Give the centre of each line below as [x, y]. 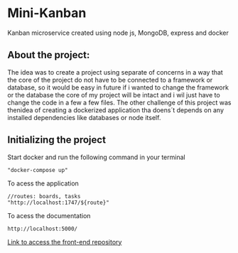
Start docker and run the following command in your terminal [97, 157]
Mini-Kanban [47, 13]
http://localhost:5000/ [43, 229]
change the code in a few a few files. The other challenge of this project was [119, 102]
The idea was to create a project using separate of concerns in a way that [115, 72]
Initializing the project [57, 140]
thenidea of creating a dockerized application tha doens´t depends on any [115, 110]
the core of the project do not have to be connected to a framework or [110, 80]
